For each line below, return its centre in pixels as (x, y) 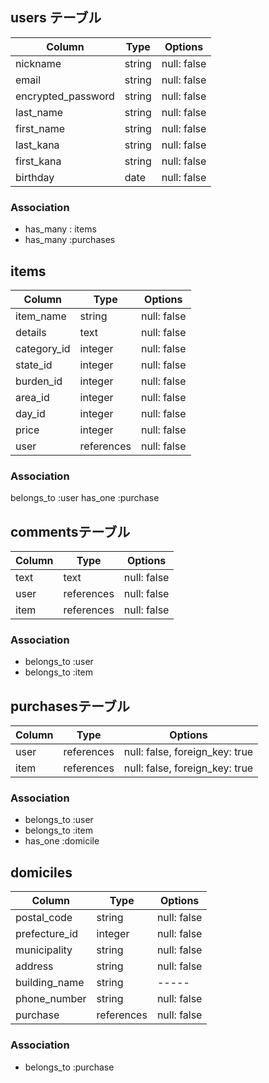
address (34, 966)
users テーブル (56, 18)
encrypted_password (65, 96)
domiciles (41, 872)
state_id (34, 365)
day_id (30, 413)
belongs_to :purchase (69, 1067)
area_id (32, 397)
